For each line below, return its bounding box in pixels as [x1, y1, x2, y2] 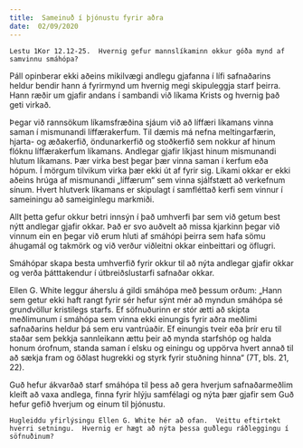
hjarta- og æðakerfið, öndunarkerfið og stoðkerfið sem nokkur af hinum [9, 136, 276, 147]
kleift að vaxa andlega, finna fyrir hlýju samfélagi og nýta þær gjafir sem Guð [9, 388, 294, 399]
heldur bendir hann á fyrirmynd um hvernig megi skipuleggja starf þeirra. [9, 80, 281, 91]
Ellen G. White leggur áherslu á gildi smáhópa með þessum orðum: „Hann [9, 284, 282, 295]
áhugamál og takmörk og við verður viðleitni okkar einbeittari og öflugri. [9, 240, 276, 251]
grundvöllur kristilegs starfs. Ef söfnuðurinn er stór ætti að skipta [9, 304, 251, 315]
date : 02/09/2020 [9, 22, 79, 31]
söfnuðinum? [9, 432, 54, 441]
